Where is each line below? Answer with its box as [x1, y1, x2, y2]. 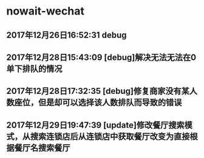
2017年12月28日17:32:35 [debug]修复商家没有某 [6, 86, 189, 96]
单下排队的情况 [6, 64, 63, 74]
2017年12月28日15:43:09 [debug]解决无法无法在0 [6, 52, 196, 62]
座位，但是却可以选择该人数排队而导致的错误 [14, 97, 182, 108]
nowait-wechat [6, 4, 85, 18]
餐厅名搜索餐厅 [14, 142, 70, 153]
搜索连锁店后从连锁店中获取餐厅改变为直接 [30, 131, 190, 142]
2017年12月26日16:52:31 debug [6, 30, 127, 40]
